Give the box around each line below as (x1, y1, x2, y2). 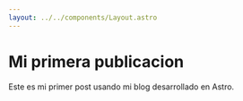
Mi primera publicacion (8, 51, 185, 72)
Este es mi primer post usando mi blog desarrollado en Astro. (8, 81, 235, 92)
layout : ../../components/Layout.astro (8, 13, 158, 22)
